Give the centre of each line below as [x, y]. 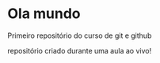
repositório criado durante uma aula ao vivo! [80, 50]
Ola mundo [44, 14]
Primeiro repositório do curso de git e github [80, 35]
